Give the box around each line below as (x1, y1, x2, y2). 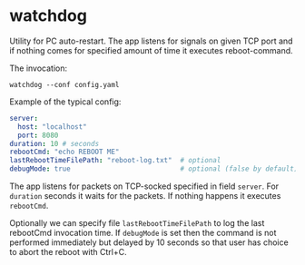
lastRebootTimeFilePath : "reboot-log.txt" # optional (9, 156, 221, 165)
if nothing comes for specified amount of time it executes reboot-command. (9, 44, 293, 55)
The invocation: (9, 63, 68, 74)
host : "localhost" (17, 122, 88, 132)
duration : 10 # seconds (9, 139, 100, 148)
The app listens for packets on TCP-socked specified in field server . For (9, 181, 280, 191)
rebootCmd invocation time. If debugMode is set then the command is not (9, 228, 277, 239)
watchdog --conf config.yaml (9, 80, 120, 89)
